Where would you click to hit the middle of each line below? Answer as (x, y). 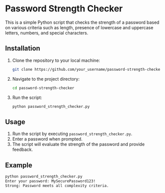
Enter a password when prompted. (47, 139)
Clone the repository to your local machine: (56, 60)
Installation (23, 48)
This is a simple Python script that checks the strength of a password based (82, 22)
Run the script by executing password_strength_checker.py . (72, 134)
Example (19, 165)
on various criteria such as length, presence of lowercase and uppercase (79, 27)
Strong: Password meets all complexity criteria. (57, 186)
